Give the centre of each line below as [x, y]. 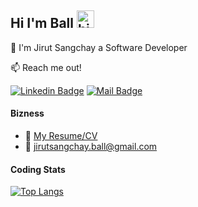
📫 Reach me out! [46, 67]
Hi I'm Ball [42, 23]
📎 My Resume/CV [61, 136]
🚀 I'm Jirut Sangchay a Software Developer [99, 47]
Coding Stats [38, 169]
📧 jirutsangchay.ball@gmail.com [91, 147]
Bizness [27, 113]
